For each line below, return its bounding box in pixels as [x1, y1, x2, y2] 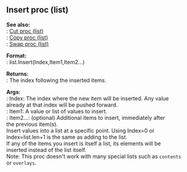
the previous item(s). [6, 121, 58, 128]
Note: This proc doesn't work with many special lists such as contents [6, 153, 182, 160]
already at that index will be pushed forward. [6, 101, 118, 108]
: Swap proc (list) [6, 40, 49, 47]
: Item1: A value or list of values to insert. [6, 107, 107, 114]
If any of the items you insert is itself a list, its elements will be [6, 139, 161, 147]
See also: [6, 21, 30, 28]
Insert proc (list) [6, 5, 69, 15]
